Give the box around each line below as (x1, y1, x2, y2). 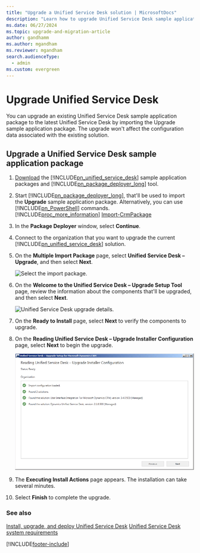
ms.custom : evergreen (6, 66, 60, 72)
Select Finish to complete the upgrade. (14, 494, 111, 501)
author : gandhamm (6, 35, 49, 41)
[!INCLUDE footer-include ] (6, 540, 70, 548)
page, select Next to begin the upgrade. (14, 342, 113, 349)
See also (6, 509, 32, 517)
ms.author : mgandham (6, 41, 58, 47)
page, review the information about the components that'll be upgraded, (14, 288, 192, 295)
